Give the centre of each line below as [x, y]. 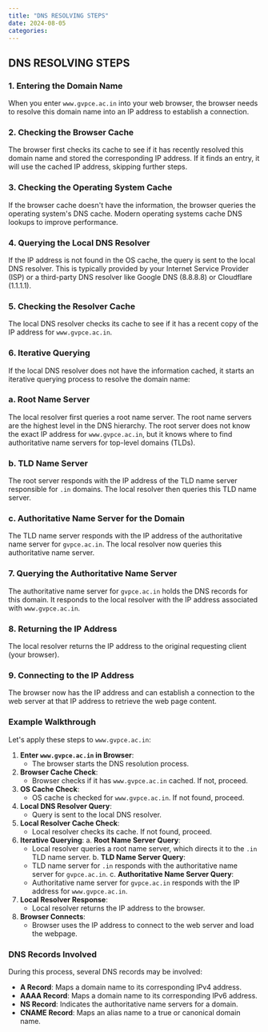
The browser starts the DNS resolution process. [110, 763]
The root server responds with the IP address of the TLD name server [123, 481]
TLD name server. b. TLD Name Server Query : [108, 857]
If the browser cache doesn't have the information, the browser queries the [132, 205]
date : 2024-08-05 [37, 23]
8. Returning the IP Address [63, 629]
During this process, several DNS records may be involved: [105, 971]
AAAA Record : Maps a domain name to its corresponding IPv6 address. [138, 995]
